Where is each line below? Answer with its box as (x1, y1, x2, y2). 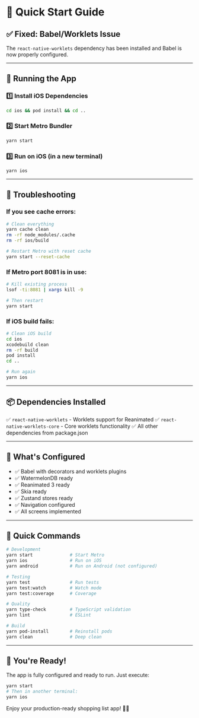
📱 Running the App (6, 74, 77, 84)
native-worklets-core (6, 424, 60, 430)
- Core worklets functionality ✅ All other (60, 422, 158, 430)
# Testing (6, 574, 31, 580)
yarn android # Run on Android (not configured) (6, 563, 158, 569)
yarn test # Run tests (6, 579, 99, 585)
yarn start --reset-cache (6, 253, 70, 260)
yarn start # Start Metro (6, 552, 105, 558)
